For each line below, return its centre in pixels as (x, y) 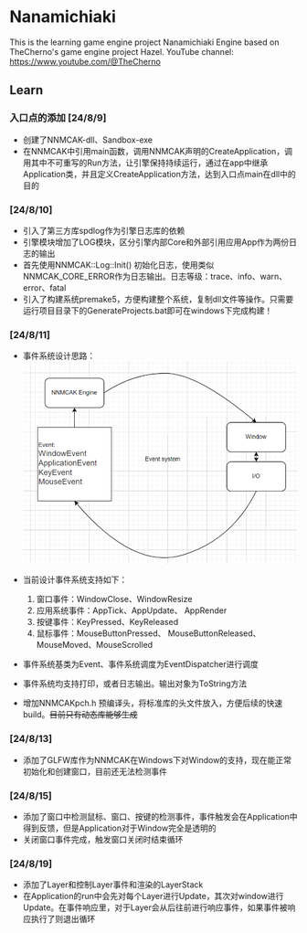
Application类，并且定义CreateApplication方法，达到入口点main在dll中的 (159, 174)
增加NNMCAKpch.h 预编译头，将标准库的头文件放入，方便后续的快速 (153, 703)
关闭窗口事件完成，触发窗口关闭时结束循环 (103, 839)
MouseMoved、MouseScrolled (95, 645)
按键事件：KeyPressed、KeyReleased (107, 622)
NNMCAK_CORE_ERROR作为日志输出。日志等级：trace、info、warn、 (155, 276)
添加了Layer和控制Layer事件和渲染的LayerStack (113, 885)
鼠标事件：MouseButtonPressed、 (101, 633)
